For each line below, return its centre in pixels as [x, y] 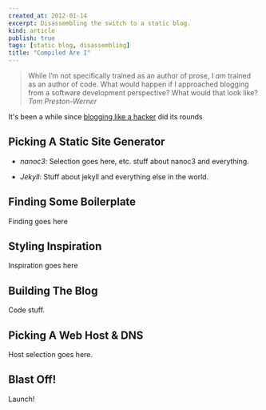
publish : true [32, 38]
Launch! [22, 399]
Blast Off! [32, 380]
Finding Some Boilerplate [72, 202]
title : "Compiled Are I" [50, 53]
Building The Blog [53, 290]
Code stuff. [27, 310]
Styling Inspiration [55, 246]
